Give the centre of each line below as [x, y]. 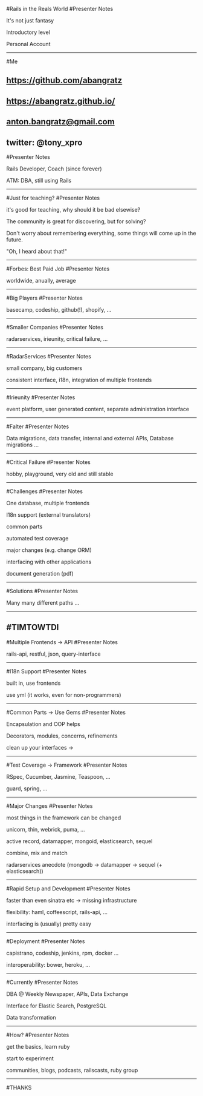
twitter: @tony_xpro [44, 142]
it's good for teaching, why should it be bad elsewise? [73, 209]
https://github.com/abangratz [64, 80]
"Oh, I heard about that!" [37, 251]
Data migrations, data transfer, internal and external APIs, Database [90, 438]
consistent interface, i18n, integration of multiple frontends [79, 380]
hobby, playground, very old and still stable [60, 474]
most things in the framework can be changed [64, 818]
